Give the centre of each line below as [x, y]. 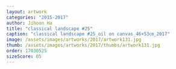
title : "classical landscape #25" [50, 28]
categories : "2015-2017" [37, 17]
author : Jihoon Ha [29, 23]
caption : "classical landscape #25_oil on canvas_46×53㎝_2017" [88, 34]
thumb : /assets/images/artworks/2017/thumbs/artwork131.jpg [83, 46]
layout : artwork [27, 12]
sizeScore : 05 [24, 56]
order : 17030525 [27, 51]
